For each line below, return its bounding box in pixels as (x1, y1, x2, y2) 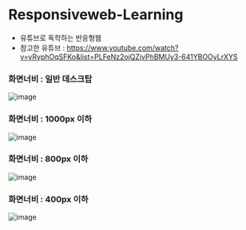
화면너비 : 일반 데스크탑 (8, 73, 93, 85)
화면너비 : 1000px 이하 (8, 113, 93, 125)
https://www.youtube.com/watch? (66, 42, 179, 53)
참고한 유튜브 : (19, 42, 65, 53)
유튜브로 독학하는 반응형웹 (19, 33, 102, 42)
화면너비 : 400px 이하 (8, 193, 89, 204)
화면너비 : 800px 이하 (8, 153, 89, 165)
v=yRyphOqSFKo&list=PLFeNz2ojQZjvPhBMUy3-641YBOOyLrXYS (19, 52, 238, 61)
